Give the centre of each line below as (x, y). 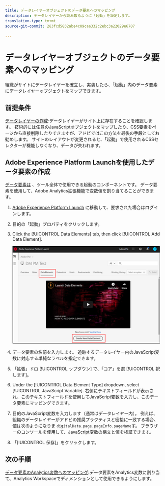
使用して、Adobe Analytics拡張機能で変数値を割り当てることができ (82, 190)
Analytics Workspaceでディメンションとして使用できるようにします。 (84, 478)
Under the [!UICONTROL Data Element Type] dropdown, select (76, 384)
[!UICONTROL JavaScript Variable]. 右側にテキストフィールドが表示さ (83, 390)
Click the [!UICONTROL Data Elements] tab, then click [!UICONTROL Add (86, 234)
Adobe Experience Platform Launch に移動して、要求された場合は (79, 207)
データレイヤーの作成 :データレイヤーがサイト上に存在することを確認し (77, 120)
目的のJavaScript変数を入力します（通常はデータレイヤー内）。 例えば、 (85, 413)
